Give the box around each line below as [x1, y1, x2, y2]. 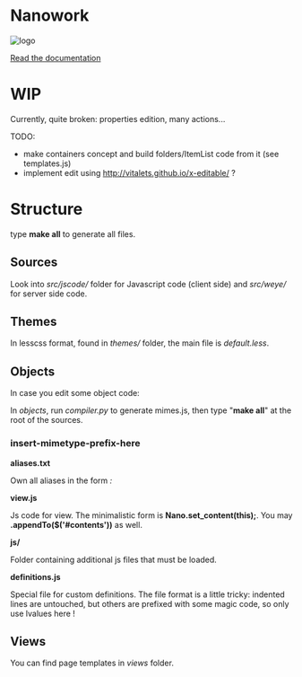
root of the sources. [10, 415, 83, 426]
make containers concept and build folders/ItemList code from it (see [22, 148, 280, 159]
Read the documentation [10, 52, 101, 63]
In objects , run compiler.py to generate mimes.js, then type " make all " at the [10, 405, 292, 416]
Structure [10, 199, 83, 220]
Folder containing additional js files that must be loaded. [10, 554, 218, 565]
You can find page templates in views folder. [10, 657, 174, 669]
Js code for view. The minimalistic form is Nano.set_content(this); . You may [10, 509, 293, 521]
